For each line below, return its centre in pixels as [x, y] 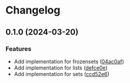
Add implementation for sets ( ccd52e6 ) [62, 74]
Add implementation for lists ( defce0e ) [61, 68]
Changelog [33, 10]
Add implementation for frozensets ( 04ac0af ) [69, 61]
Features [19, 49]
